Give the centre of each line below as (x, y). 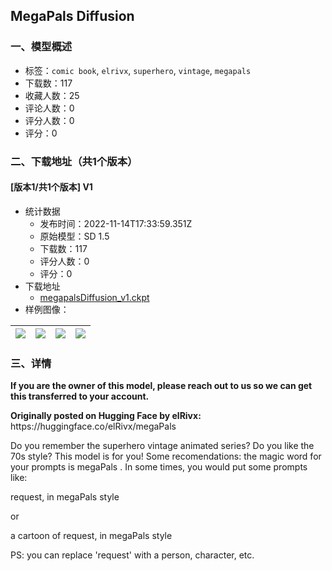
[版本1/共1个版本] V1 (51, 187)
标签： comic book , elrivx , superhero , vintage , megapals (138, 70)
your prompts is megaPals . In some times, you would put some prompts (159, 467)
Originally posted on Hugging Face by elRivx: (106, 416)
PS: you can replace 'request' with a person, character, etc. (132, 555)
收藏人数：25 (52, 95)
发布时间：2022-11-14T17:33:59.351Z (116, 223)
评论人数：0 (49, 108)
